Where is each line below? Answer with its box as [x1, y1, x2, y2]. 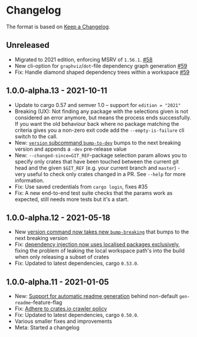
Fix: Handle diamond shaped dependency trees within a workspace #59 [14, 69, 190, 76]
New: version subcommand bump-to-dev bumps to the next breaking [14, 139, 181, 146]
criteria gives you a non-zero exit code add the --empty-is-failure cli [14, 127, 185, 134]
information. [14, 177, 44, 184]
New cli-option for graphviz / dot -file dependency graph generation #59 [14, 62, 188, 69]
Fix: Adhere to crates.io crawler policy [14, 305, 107, 312]
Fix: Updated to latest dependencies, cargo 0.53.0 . [14, 260, 139, 267]
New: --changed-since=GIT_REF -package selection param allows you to [14, 151, 187, 158]
